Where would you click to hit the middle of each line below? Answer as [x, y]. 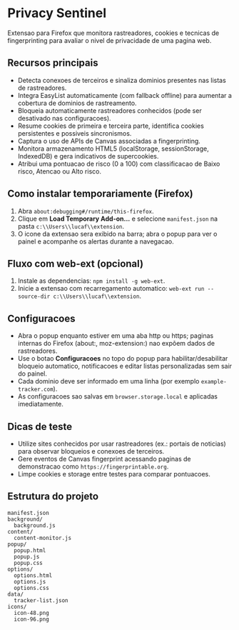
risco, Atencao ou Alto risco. [60, 171]
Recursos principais [53, 63]
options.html [33, 575]
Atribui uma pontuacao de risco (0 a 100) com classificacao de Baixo [119, 164]
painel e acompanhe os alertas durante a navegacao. [96, 241]
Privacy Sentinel [57, 13]
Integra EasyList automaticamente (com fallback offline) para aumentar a [124, 95]
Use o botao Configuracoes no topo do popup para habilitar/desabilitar [123, 359]
